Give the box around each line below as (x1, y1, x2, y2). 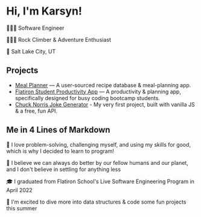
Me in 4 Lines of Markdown (6, 125, 110, 135)
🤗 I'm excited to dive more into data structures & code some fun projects (6, 198, 187, 205)
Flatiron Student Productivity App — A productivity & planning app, (14, 88, 181, 95)
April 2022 (6, 186, 33, 193)
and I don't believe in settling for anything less (6, 165, 121, 173)
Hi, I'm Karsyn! (6, 4, 83, 18)
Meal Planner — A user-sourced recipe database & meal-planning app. (14, 81, 191, 88)
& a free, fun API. (14, 107, 58, 115)
